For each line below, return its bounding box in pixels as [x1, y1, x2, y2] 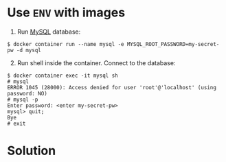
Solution [7, 143, 56, 159]
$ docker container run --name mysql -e [7, 40, 125, 47]
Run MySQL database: [16, 27, 81, 36]
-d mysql [16, 47, 41, 54]
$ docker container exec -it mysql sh [7, 72, 118, 79]
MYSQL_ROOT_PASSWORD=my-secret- [126, 40, 220, 47]
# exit [7, 120, 26, 127]
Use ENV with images [7, 5, 126, 21]
